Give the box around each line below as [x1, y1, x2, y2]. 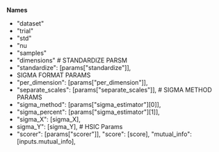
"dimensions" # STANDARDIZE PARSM [16, 56, 128, 65]
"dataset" [16, 19, 44, 27]
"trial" [16, 27, 34, 35]
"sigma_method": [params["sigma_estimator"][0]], [16, 101, 161, 108]
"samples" [16, 49, 47, 57]
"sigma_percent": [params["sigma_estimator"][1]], [16, 108, 161, 116]
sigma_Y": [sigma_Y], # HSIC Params [16, 123, 123, 130]
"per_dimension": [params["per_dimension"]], [16, 78, 148, 86]
